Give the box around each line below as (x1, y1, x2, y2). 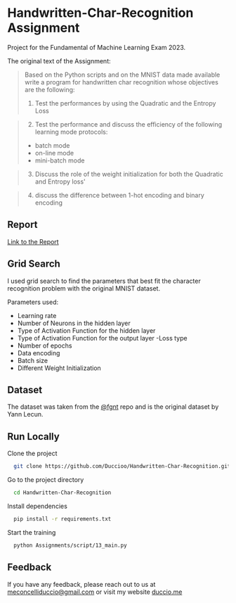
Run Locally (7, 431, 60, 443)
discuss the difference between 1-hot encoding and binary (34, 191, 205, 199)
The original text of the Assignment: (7, 56, 111, 65)
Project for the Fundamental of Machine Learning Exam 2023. (7, 43, 186, 51)
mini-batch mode (34, 156, 85, 165)
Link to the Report (7, 237, 59, 246)
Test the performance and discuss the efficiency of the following (34, 120, 223, 128)
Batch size (17, 356, 48, 364)
